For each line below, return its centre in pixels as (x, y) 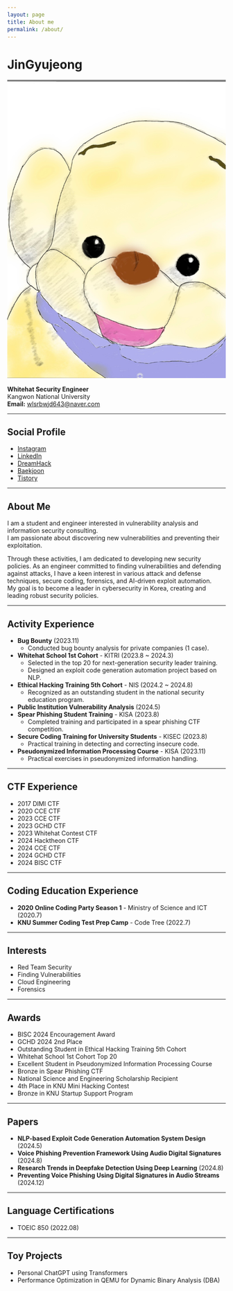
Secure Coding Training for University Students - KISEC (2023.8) (112, 736)
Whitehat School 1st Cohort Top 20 (67, 1057)
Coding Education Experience (73, 891)
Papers (23, 1121)
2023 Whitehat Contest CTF (57, 833)
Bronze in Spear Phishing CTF (60, 1071)
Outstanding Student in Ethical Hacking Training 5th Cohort (102, 1049)
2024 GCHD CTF (42, 855)
